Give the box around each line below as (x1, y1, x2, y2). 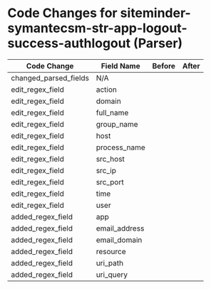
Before (152, 61, 176, 70)
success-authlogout (7, 36, 130, 51)
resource (96, 246, 126, 256)
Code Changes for (7, 5, 118, 21)
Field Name (101, 61, 140, 70)
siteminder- (120, 5, 191, 21)
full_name (96, 107, 129, 117)
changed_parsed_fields (11, 73, 89, 83)
